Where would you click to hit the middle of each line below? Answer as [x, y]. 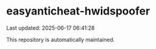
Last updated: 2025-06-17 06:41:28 [50, 28]
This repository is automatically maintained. [60, 39]
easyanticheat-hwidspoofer [78, 11]
